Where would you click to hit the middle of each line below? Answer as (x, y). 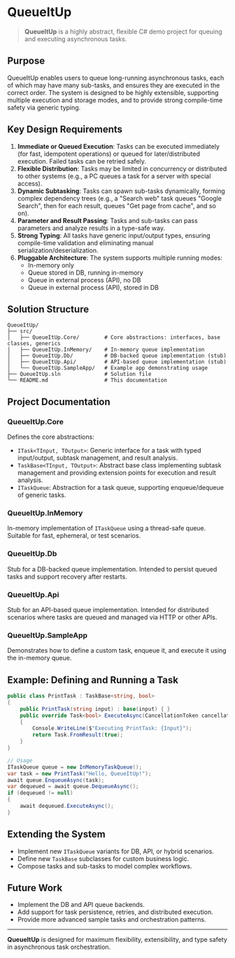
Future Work (35, 888)
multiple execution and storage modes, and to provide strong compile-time (115, 100)
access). (30, 183)
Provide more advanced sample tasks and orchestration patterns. (112, 920)
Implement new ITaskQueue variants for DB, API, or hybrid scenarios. (116, 851)
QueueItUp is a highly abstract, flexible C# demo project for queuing (123, 31)
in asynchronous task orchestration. (59, 947)
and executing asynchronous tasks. (76, 38)
